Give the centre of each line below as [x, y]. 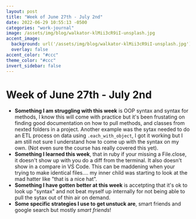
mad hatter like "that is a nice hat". [56, 179]
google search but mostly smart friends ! [63, 210]
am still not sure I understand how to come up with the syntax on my [97, 142]
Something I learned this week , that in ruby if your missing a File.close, [100, 154]
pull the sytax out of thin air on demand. [62, 198]
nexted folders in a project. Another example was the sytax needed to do [102, 130]
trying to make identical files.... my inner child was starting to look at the [101, 173]
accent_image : [23, 39]
